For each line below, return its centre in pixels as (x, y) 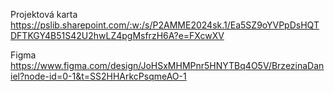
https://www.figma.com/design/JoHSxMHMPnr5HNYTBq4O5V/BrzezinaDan (167, 65)
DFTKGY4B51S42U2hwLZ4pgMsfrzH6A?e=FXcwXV (117, 35)
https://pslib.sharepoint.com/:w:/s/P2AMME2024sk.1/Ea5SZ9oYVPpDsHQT (165, 25)
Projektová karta (44, 14)
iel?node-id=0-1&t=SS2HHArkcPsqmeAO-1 (98, 76)
